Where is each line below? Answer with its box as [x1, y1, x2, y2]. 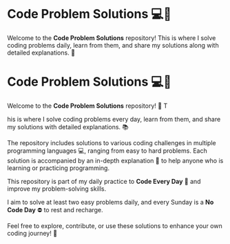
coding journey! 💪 [7, 229, 57, 237]
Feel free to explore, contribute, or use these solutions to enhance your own [7, 221, 222, 229]
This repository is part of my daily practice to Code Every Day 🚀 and [7, 177, 201, 185]
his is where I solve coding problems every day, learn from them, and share [7, 115, 221, 123]
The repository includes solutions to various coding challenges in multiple [7, 138, 216, 147]
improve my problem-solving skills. [7, 185, 107, 193]
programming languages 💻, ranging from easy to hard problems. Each [7, 147, 208, 155]
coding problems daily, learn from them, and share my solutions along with [7, 41, 219, 49]
